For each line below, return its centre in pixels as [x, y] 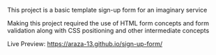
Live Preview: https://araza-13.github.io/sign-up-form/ [85, 44]
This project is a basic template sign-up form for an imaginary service [107, 10]
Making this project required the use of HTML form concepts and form [108, 23]
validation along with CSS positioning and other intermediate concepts [108, 31]
